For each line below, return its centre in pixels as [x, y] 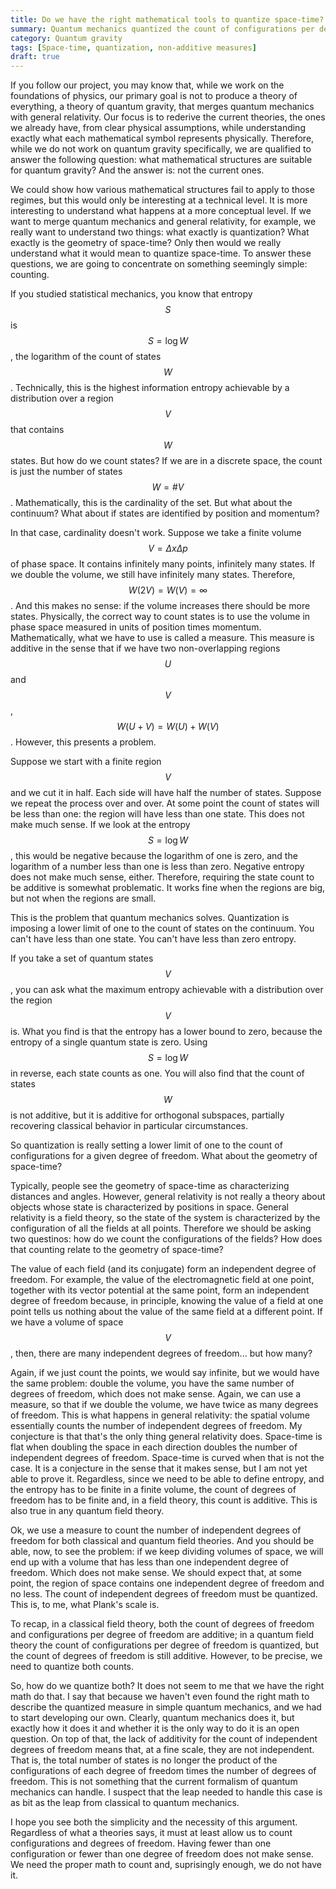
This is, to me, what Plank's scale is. [85, 1605]
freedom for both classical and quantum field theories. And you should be [162, 1541]
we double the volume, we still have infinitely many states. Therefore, [153, 575]
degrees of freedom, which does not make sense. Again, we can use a [156, 1394]
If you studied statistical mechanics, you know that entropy [131, 294]
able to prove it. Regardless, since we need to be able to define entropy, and [167, 1479]
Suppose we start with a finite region [86, 762]
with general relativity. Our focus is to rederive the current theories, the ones [168, 117]
